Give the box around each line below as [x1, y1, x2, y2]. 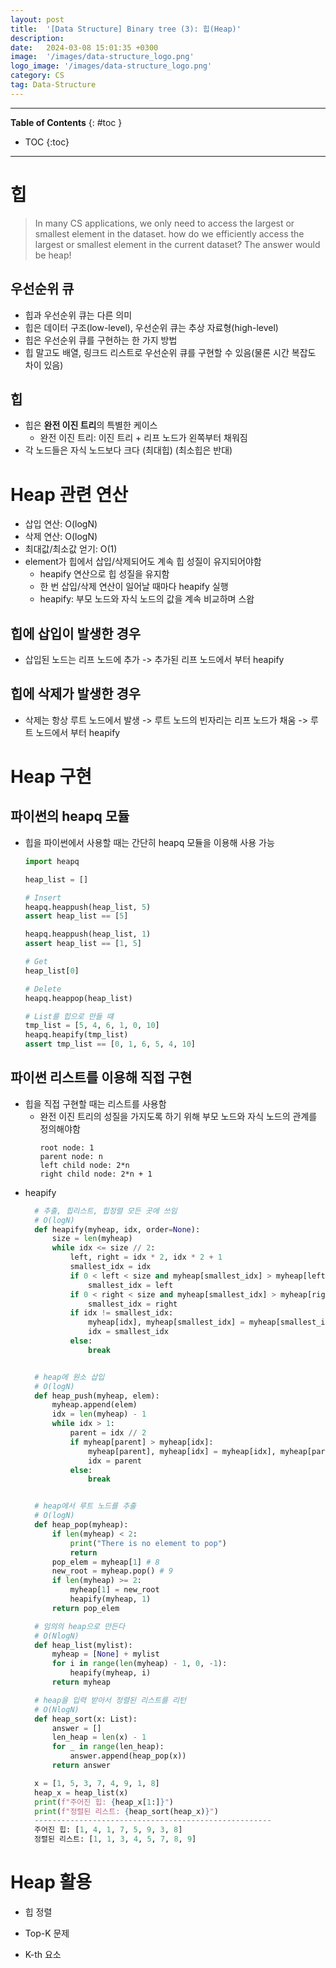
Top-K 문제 [24, 1927, 70, 1939]
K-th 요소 [24, 1949, 62, 1960]
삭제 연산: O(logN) [24, 531, 98, 543]
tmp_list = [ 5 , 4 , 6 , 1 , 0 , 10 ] [24, 1021, 160, 1031]
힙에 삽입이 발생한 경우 [10, 625, 142, 642]
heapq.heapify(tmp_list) [24, 1030, 129, 1040]
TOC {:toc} [24, 136, 70, 148]
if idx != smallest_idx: [69, 1308, 174, 1318]
